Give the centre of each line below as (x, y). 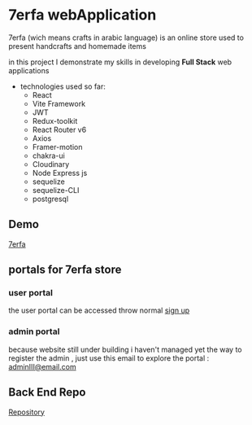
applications (29, 70)
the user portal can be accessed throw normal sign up (99, 310)
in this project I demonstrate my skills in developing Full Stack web (120, 62)
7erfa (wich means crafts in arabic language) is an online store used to (126, 37)
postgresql (50, 199)
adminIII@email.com (42, 366)
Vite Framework (59, 103)
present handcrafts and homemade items (77, 46)
